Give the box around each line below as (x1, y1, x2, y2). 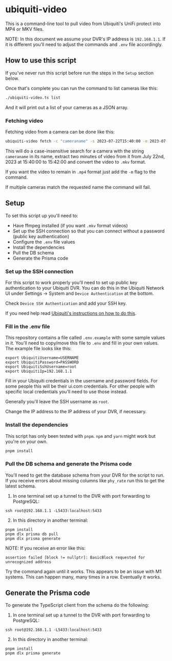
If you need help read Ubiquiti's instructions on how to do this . (5, 310, 137, 316)
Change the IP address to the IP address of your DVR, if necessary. (5, 409, 147, 415)
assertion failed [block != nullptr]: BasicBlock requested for (5, 555, 145, 560)
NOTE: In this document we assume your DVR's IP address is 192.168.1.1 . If (5, 36, 166, 42)
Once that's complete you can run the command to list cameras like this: (5, 85, 158, 91)
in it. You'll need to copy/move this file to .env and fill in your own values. (5, 340, 159, 346)
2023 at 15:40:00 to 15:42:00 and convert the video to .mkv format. (5, 159, 146, 165)
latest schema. (5, 483, 36, 489)
